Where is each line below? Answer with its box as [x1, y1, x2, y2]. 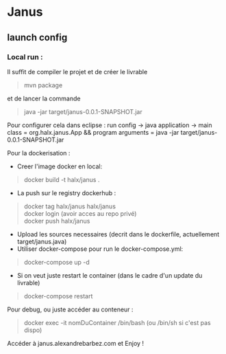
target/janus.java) [16, 237, 67, 245]
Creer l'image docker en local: [16, 162, 103, 170]
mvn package [23, 80, 63, 89]
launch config [7, 32, 68, 43]
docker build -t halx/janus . [23, 175, 100, 184]
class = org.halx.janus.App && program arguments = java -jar [7, 128, 179, 136]
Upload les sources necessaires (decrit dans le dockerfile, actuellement [16, 230, 220, 238]
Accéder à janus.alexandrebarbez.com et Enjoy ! [7, 339, 145, 347]
